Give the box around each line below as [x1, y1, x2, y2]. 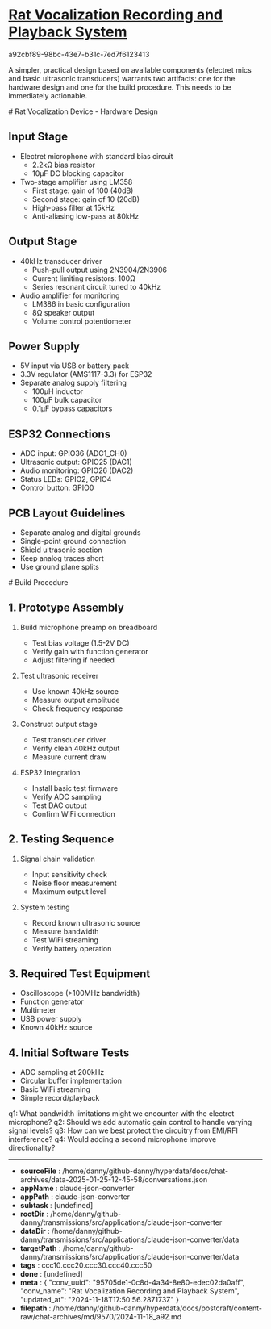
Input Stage [8, 130, 69, 144]
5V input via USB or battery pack [19, 361, 130, 370]
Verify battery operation [31, 943, 112, 953]
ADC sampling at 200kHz [19, 1068, 105, 1077]
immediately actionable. [8, 90, 88, 100]
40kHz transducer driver [19, 256, 102, 265]
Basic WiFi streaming [19, 1085, 90, 1094]
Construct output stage [19, 719, 98, 729]
